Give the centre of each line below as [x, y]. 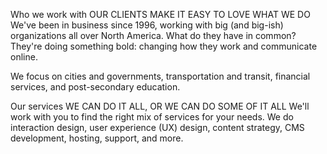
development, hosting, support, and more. [97, 138]
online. [24, 57]
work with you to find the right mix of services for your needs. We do [152, 117]
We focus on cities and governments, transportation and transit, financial [160, 76]
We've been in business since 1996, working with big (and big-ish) [147, 25]
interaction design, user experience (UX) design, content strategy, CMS [157, 127]
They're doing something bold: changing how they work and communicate [164, 46]
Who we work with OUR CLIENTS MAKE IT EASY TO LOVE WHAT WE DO [160, 14]
